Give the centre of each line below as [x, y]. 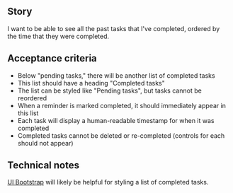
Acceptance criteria [52, 58]
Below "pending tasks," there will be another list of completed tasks [116, 75]
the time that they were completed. [58, 36]
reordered [32, 98]
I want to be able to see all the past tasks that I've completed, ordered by [114, 28]
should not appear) [45, 143]
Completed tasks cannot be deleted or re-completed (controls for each [121, 135]
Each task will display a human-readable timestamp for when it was [116, 120]
